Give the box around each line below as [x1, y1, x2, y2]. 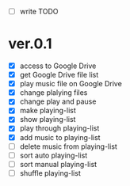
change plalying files [19, 88, 88, 97]
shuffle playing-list [19, 168, 81, 177]
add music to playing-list [19, 132, 101, 142]
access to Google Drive [19, 61, 97, 70]
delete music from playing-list [19, 142, 117, 151]
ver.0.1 [8, 35, 53, 53]
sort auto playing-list [19, 150, 88, 160]
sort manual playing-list [19, 159, 97, 169]
